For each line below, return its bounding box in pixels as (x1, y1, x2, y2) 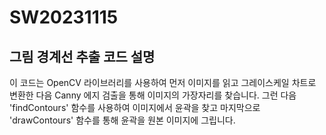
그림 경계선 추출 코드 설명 (9, 48, 156, 65)
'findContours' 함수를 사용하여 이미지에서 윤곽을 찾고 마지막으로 (9, 102, 261, 113)
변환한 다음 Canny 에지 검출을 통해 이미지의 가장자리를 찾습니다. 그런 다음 (9, 89, 297, 101)
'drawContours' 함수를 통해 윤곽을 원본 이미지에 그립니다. (9, 114, 236, 126)
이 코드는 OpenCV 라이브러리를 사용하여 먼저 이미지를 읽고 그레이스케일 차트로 (9, 77, 317, 88)
